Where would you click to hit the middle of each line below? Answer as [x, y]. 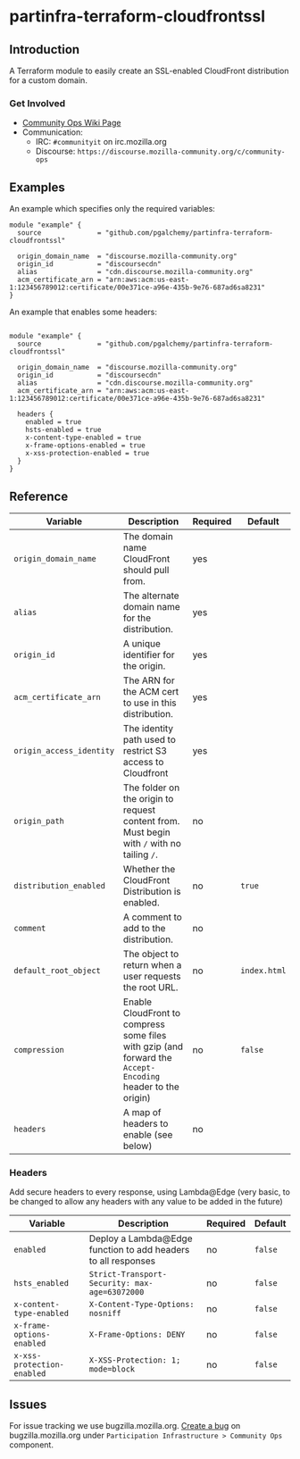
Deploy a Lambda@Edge [141, 1238]
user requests [152, 976]
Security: [110, 1284]
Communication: [52, 132]
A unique [142, 643]
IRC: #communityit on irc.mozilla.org [101, 142]
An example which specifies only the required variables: [112, 209]
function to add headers [139, 1250]
